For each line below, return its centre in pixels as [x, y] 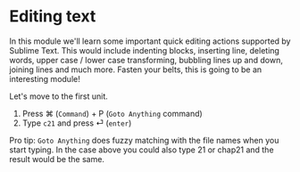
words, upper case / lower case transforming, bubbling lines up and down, [146, 60]
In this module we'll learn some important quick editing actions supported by [150, 41]
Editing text [53, 16]
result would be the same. [57, 159]
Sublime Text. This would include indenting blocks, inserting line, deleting [144, 50]
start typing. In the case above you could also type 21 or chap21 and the [142, 150]
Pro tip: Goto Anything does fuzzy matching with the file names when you [144, 140]
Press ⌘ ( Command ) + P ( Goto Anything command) [112, 113]
